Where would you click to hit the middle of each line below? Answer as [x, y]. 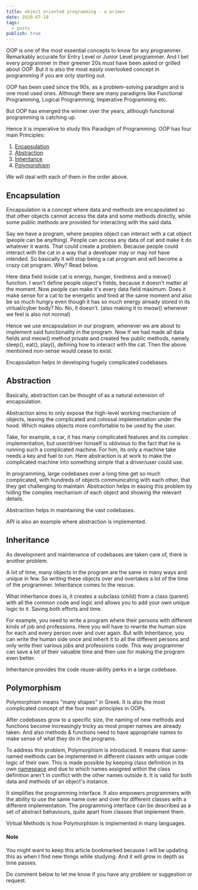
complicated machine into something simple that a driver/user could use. [95, 462]
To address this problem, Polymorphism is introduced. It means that [89, 750]
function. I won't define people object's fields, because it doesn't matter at [97, 283]
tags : [13, 22]
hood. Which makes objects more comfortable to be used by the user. [91, 425]
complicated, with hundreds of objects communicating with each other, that [98, 480]
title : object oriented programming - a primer [66, 12]
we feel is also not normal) [38, 314]
